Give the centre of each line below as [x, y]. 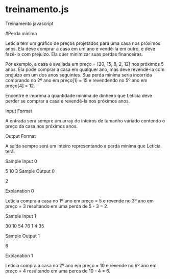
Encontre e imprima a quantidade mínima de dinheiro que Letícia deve [79, 95]
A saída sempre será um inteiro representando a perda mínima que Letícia [83, 146]
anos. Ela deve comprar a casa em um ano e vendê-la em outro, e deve [80, 48]
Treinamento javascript [29, 23]
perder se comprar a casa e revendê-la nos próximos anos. [68, 101]
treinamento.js [37, 9]
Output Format [21, 136]
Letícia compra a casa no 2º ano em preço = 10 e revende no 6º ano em [81, 265]
